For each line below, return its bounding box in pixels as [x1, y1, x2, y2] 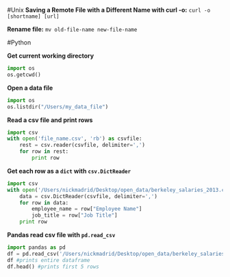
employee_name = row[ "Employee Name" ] [31, 206, 142, 213]
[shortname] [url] [7, 13, 60, 20]
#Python [7, 38, 31, 47]
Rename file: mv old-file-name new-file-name [7, 25, 138, 33]
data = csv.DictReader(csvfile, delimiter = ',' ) [19, 193, 157, 200]
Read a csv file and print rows [7, 116, 93, 124]
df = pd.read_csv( [7, 250, 60, 257]
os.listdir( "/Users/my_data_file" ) [7, 103, 109, 110]
